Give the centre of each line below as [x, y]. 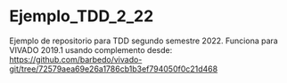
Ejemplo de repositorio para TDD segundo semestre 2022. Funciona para [143, 41]
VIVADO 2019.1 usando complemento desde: [91, 49]
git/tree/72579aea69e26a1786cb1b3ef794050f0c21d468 [114, 69]
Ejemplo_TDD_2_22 [82, 16]
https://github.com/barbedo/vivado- [76, 59]
